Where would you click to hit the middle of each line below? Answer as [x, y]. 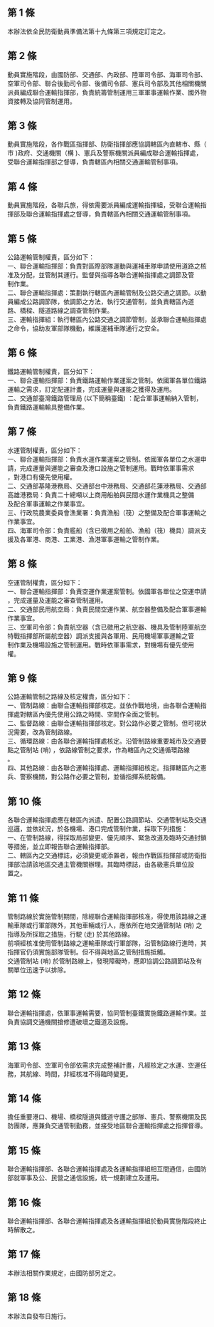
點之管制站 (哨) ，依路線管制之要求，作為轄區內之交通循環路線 [99, 750]
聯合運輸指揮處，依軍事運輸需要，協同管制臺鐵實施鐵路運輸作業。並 [107, 1013]
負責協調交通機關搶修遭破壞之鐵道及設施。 [70, 1021]
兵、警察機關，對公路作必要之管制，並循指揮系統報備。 [88, 777]
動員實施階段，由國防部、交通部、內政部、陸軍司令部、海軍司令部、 [107, 74]
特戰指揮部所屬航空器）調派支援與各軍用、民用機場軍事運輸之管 [101, 635]
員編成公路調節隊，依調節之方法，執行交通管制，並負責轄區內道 [101, 302]
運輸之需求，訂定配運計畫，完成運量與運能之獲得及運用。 [91, 389]
